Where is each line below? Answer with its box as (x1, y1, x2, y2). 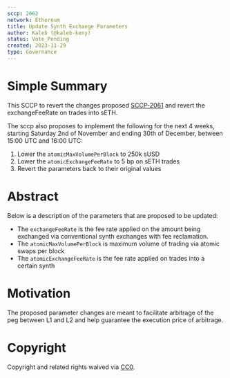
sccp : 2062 (7, 10, 39, 17)
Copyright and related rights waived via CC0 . (7, 363, 135, 371)
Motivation (7, 286, 71, 301)
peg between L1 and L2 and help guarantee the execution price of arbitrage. (7, 315, 224, 324)
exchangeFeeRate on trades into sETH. (7, 108, 118, 117)
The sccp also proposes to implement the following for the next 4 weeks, (7, 121, 215, 130)
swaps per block (17, 246, 65, 255)
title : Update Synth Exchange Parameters (7, 23, 128, 30)
